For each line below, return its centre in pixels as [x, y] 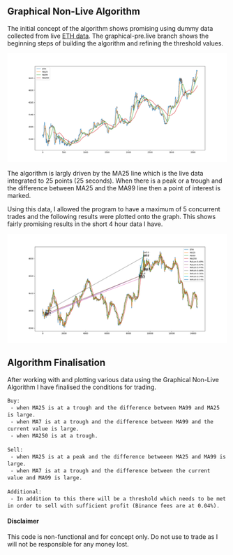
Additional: [24, 492]
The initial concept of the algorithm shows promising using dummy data [110, 28]
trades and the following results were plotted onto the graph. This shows [112, 217]
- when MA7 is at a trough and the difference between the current [110, 471]
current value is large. [43, 429]
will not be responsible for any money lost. [68, 544]
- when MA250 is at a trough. [54, 436]
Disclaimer [23, 521]
